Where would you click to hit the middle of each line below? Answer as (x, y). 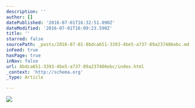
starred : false (25, 39)
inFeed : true (22, 50)
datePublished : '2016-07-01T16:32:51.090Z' (61, 22)
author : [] (20, 17)
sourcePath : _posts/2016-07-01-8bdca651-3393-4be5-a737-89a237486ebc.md (98, 45)
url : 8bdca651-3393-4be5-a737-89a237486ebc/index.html (75, 66)
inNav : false (22, 61)
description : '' (26, 12)
